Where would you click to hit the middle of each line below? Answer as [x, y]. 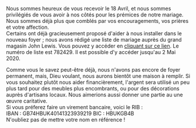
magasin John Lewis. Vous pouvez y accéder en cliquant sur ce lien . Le [92, 46]
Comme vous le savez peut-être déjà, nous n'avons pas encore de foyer [93, 70]
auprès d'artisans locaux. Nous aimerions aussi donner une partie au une [94, 95]
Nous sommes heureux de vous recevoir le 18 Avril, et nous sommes [89, 9]
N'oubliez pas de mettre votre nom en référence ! [66, 119]
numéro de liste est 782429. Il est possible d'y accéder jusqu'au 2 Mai [91, 52]
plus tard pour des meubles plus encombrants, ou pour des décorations [93, 88]
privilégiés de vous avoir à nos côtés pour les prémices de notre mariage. [95, 15]
